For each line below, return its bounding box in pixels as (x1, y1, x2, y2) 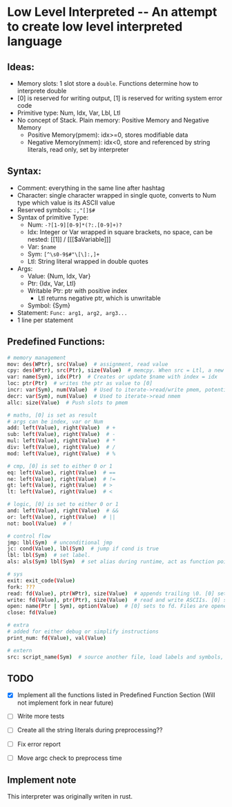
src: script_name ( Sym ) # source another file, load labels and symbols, (7, 654, 224, 661)
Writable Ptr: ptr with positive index (27, 286, 128, 294)
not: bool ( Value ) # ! (7, 520, 72, 527)
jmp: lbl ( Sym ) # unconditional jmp (7, 539, 113, 546)
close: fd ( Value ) (7, 609, 57, 616)
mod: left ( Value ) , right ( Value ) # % (7, 450, 116, 457)
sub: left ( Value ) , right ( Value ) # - (7, 431, 116, 438)
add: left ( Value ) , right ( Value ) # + (7, 424, 116, 432)
